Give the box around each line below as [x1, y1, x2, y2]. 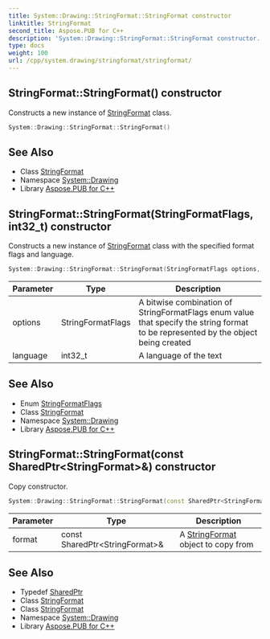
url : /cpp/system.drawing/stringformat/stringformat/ [8, 57, 193, 65]
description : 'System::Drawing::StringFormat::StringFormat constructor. [8, 34, 261, 43]
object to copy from [179, 539, 254, 550]
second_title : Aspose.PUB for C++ [8, 27, 125, 35]
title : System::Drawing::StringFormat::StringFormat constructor [8, 11, 231, 20]
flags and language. [8, 250, 75, 260]
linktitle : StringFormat [8, 19, 92, 27]
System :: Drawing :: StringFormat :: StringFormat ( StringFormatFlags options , [8, 265, 261, 273]
